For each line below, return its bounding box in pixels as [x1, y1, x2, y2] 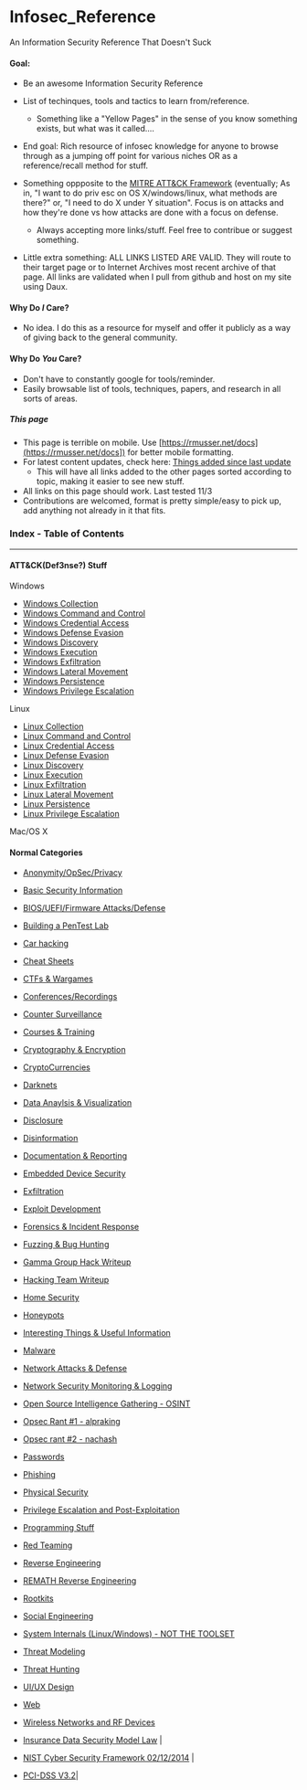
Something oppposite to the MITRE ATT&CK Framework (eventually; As [22, 178, 291, 189]
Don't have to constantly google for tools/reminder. [22, 373, 216, 385]
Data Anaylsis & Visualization [22, 1097, 132, 1108]
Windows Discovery [22, 637, 99, 648]
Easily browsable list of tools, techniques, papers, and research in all [22, 383, 281, 394]
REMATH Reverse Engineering [22, 1575, 137, 1586]
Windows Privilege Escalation [22, 685, 134, 696]
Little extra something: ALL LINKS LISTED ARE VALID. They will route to [22, 252, 291, 263]
